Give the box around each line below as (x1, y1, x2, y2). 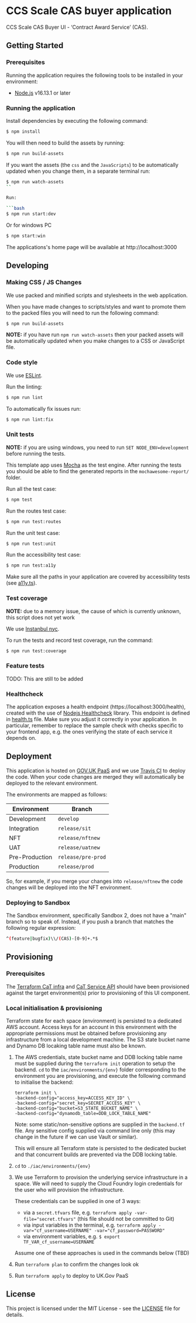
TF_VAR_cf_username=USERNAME (23, 1239, 95, 1245)
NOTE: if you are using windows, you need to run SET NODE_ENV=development (6, 444, 189, 451)
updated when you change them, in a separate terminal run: (6, 168, 150, 175)
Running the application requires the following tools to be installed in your (6, 72, 183, 79)
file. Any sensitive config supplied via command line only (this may (14, 1127, 176, 1134)
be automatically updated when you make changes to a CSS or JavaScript (6, 337, 185, 344)
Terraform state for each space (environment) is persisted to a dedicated (6, 1017, 182, 1024)
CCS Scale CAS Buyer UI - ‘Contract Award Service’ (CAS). (6, 24, 148, 31)
